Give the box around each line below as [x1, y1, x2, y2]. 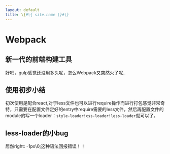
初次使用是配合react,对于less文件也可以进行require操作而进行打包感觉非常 [5, 100, 161, 106]
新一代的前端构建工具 [5, 55, 72, 64]
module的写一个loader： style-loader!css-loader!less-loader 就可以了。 [5, 113, 158, 119]
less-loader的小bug [5, 129, 69, 137]
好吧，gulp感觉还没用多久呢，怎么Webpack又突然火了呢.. [5, 69, 126, 76]
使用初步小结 [5, 85, 46, 94]
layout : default [5, 7, 40, 13]
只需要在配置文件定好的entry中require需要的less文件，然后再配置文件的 [14, 107, 164, 113]
